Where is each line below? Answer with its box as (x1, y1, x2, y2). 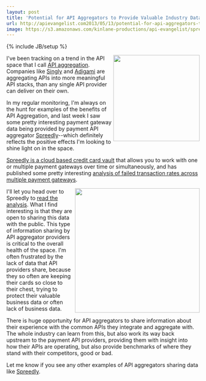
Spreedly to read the (6, 194, 58, 202)
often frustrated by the (6, 253, 63, 260)
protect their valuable (6, 292, 61, 300)
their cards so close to (6, 279, 63, 287)
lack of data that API (6, 260, 58, 267)
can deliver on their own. (6, 87, 69, 95)
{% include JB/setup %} (6, 43, 67, 50)
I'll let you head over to (6, 188, 64, 195)
